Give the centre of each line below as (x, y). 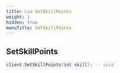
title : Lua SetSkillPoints (39, 11)
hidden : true (22, 22)
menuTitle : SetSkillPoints (39, 28)
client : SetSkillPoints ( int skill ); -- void (60, 65)
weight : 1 (18, 17)
